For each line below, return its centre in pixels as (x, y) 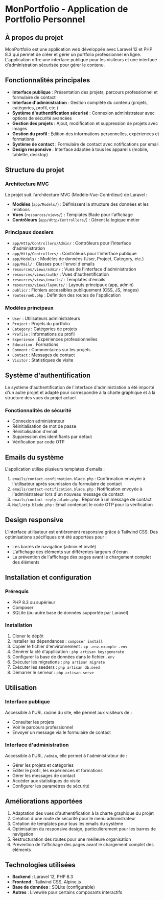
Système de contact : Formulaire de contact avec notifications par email (85, 144)
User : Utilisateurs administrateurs (46, 318)
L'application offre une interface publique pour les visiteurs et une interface (81, 60)
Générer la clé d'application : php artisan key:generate (68, 651)
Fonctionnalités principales (48, 80)
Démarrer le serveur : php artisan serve (53, 672)
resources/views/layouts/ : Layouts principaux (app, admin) (73, 285)
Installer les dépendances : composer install (58, 641)
